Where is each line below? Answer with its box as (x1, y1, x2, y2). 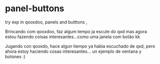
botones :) (5, 53, 26, 59)
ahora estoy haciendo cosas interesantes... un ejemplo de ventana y (5, 48, 142, 54)
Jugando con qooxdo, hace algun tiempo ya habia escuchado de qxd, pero (5, 43, 156, 49)
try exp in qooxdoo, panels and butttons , (5, 19, 88, 25)
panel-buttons (5, 3, 65, 14)
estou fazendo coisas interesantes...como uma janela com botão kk (5, 34, 140, 40)
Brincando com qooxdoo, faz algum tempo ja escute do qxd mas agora (5, 28, 147, 34)
